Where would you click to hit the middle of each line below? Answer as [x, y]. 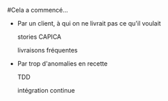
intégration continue [46, 90]
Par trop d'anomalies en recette [62, 64]
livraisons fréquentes [48, 50]
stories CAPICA [39, 37]
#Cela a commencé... [37, 10]
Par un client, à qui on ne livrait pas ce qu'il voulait [89, 23]
